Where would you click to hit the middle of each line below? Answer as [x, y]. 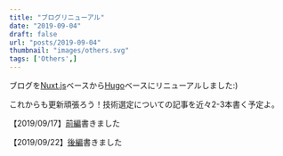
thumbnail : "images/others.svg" [69, 51]
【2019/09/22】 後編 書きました [66, 142]
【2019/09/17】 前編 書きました [65, 123]
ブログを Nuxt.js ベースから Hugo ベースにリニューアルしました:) [124, 85]
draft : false [33, 34]
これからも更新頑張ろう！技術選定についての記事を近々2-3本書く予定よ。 [145, 104]
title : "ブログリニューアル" [57, 17]
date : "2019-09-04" [45, 26]
